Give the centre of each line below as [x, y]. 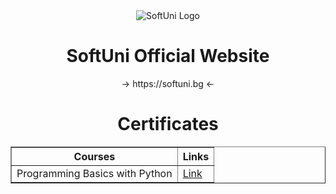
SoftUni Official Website [168, 56]
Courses [94, 156]
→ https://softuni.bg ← [168, 83]
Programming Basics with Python [94, 173]
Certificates [168, 124]
